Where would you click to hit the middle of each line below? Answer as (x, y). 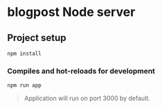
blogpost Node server (71, 12)
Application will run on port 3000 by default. (87, 99)
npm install (24, 53)
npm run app (24, 85)
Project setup (37, 38)
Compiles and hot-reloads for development (81, 71)
